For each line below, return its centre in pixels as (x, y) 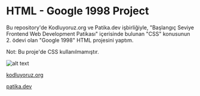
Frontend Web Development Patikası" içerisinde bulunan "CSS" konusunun (98, 33)
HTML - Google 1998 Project (78, 11)
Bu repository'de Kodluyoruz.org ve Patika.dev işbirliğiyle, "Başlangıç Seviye (100, 27)
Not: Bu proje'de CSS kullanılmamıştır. (53, 51)
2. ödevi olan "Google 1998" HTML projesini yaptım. (70, 40)
